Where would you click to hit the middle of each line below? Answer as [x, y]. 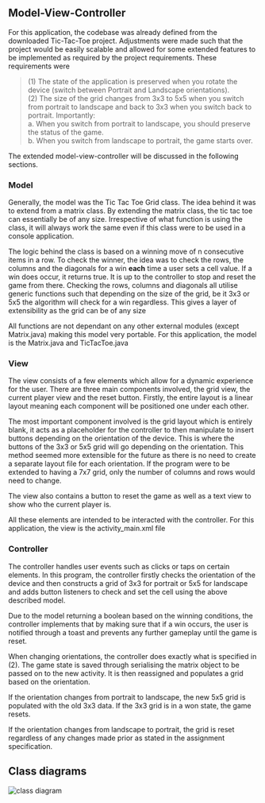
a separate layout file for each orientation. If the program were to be [119, 464]
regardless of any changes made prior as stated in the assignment [116, 738]
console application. [41, 236]
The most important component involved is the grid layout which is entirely [130, 421]
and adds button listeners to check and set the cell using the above [118, 592]
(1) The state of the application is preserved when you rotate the [132, 81]
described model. [37, 600]
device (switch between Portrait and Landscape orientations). [129, 90]
